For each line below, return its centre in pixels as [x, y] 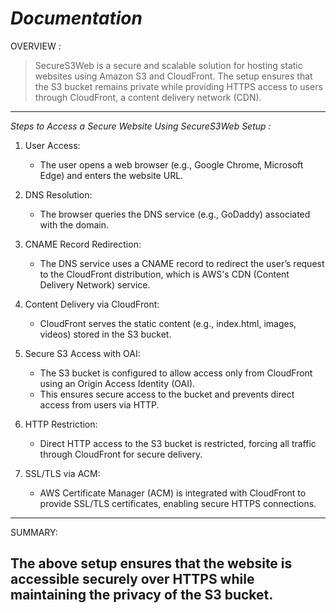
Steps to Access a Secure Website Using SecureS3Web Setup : [141, 126]
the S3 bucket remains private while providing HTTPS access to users [178, 86]
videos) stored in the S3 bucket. [105, 334]
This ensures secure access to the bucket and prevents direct [167, 394]
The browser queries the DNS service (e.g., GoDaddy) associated [175, 214]
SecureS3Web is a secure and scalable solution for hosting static [168, 65]
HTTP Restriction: [61, 424]
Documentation [76, 18]
